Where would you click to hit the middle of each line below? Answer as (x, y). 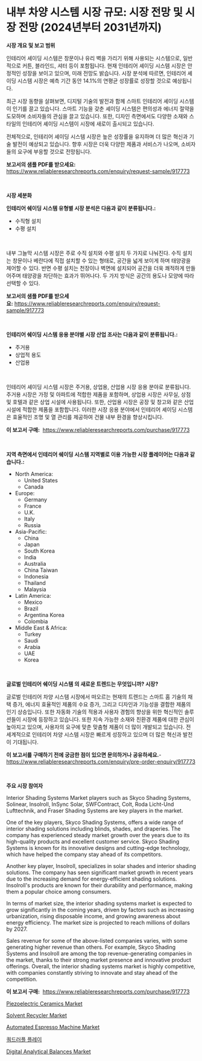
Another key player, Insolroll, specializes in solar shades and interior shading (101, 866)
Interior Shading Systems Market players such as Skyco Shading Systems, (99, 797)
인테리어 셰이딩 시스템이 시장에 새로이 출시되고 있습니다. (88, 124)
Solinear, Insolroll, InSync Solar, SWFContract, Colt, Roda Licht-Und (90, 804)
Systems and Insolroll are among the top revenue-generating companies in (99, 953)
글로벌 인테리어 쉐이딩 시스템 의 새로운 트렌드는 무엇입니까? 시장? (82, 684)
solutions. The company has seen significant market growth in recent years (100, 872)
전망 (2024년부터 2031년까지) (90, 27)
